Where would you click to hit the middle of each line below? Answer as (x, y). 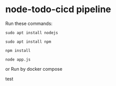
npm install (18, 50)
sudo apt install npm (28, 42)
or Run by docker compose (34, 69)
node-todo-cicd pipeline (58, 9)
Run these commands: (29, 23)
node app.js (18, 60)
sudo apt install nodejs (32, 33)
